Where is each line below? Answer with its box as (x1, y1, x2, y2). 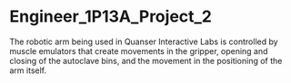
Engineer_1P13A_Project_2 (9, 6, 212, 27)
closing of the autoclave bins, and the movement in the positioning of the (9, 55, 283, 66)
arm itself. (9, 65, 47, 76)
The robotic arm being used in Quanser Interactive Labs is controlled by (9, 36, 279, 47)
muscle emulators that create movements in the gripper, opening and (9, 45, 268, 56)
